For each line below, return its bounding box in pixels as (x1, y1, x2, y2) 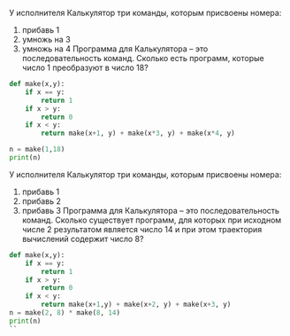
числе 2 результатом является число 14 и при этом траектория (21, 223, 263, 234)
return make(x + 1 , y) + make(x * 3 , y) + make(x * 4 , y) (41, 129, 236, 138)
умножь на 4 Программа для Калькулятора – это (21, 43, 209, 54)
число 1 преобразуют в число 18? (21, 62, 149, 73)
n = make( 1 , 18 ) (9, 145, 65, 154)
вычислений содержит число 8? (21, 233, 144, 244)
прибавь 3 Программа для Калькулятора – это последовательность (21, 205, 280, 215)
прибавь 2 (21, 195, 62, 207)
